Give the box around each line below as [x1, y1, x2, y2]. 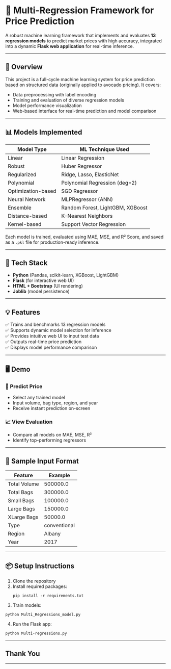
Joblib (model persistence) [12, 288, 70, 295]
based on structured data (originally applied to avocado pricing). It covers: [5, 82, 161, 88]
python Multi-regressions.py [5, 631, 67, 636]
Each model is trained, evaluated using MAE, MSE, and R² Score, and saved [5, 234, 164, 240]
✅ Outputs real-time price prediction [5, 339, 82, 345]
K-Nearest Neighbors [61, 212, 113, 219]
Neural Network [8, 196, 46, 203]
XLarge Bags [8, 513, 39, 521]
